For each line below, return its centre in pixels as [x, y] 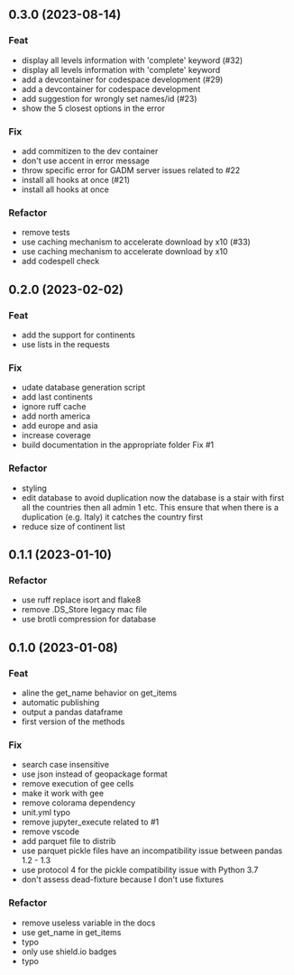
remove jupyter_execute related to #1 [90, 822]
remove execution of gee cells [78, 784]
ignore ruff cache [54, 407]
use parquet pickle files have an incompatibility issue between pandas [152, 851]
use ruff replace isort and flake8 [81, 600]
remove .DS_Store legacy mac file [84, 610]
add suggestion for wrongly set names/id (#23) [109, 98]
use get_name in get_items [71, 932]
